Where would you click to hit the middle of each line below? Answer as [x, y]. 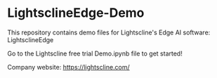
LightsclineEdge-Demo [76, 13]
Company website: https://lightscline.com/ [68, 67]
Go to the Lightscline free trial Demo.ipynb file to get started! [95, 53]
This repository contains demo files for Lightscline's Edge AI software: [109, 32]
